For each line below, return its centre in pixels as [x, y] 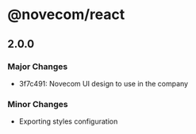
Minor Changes [38, 104]
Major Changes [38, 67]
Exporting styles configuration [68, 121]
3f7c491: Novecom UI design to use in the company [103, 83]
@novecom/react [66, 15]
